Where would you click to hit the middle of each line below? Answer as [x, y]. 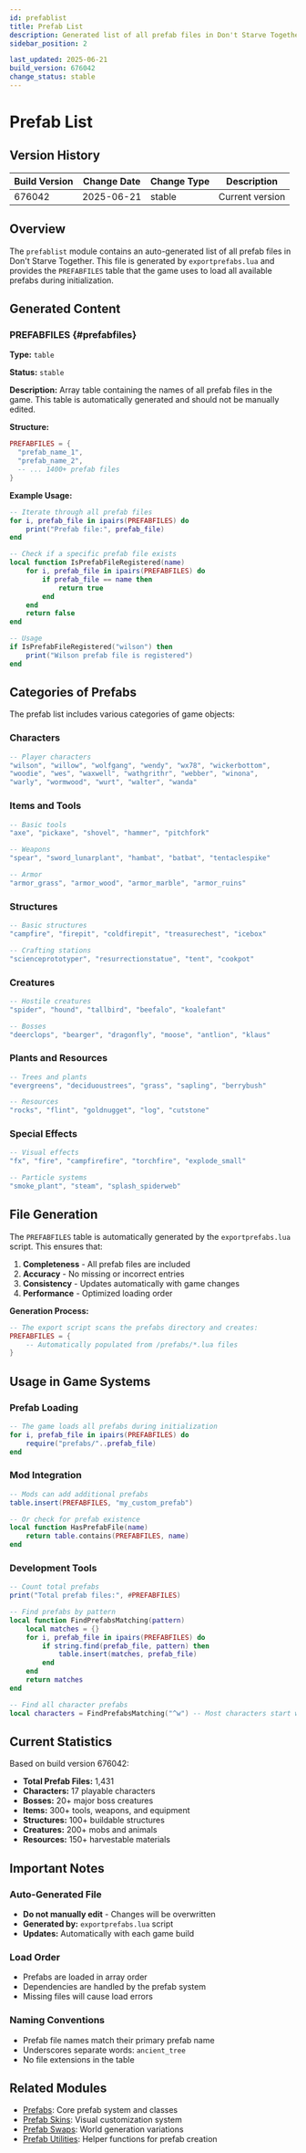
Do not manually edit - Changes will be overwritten [119, 1915]
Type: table [32, 355]
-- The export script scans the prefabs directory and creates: [134, 1328]
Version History [55, 156]
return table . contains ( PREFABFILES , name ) [107, 1536]
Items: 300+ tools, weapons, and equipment [106, 1811]
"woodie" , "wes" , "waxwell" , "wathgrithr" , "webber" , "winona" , [134, 774]
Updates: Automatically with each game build [108, 1934]
